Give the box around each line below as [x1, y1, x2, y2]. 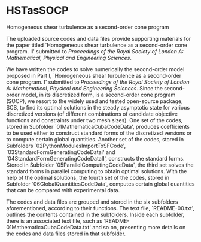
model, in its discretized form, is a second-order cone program [20, 91, 176, 98]
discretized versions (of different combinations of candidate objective [6, 110, 178, 117]
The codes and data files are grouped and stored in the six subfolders [6, 198, 178, 205]
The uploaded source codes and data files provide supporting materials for [6, 35, 191, 42]
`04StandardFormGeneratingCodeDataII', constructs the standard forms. [6, 155, 185, 162]
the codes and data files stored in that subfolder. [6, 230, 126, 237]
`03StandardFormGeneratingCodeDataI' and [6, 148, 115, 156]
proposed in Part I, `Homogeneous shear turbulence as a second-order [6, 72, 182, 79]
